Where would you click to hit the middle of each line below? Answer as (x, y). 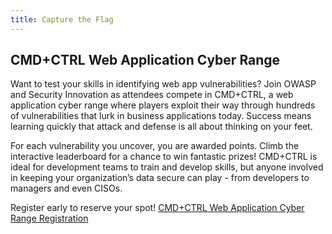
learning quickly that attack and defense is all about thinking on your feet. (161, 127)
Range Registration (49, 218)
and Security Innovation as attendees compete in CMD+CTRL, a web (152, 95)
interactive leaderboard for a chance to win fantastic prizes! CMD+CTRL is (164, 157)
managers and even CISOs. (66, 188)
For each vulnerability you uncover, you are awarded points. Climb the (155, 146)
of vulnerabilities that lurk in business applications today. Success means (161, 116)
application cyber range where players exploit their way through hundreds (163, 105)
